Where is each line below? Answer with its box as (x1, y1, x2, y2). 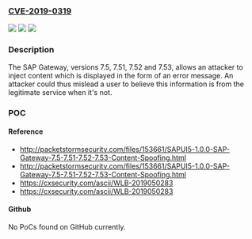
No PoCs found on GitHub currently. (8, 222, 126, 231)
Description (8, 44, 55, 55)
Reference (8, 127, 44, 136)
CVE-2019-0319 (8, 6, 72, 17)
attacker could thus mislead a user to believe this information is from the (8, 79, 244, 89)
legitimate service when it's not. (8, 87, 113, 97)
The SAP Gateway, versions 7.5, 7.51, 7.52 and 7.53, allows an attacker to (8, 62, 243, 72)
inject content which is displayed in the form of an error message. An (8, 70, 234, 80)
